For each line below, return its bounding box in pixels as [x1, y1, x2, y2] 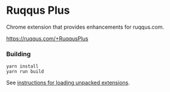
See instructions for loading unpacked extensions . [6, 79, 130, 87]
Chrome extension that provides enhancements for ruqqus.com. [6, 23, 165, 30]
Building [6, 50, 31, 58]
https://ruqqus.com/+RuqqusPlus [6, 35, 89, 42]
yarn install [6, 63, 39, 69]
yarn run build [6, 69, 44, 75]
